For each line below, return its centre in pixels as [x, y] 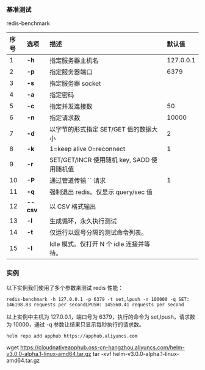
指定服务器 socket [75, 84]
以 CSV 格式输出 [73, 207]
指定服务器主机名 [74, 61]
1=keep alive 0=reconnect [88, 149]
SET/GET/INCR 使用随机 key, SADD [100, 160]
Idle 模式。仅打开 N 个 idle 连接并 [97, 244]
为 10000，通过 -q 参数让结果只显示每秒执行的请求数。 [75, 324]
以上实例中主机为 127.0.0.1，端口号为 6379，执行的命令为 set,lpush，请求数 [101, 317]
